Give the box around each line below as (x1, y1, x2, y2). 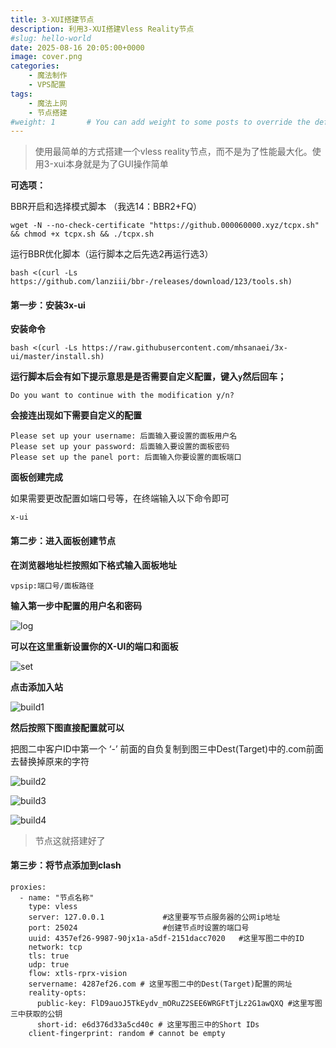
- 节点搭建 (28, 107, 68, 118)
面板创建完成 (10, 471, 63, 483)
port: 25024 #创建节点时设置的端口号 (28, 922, 250, 933)
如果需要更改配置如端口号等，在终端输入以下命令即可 (10, 492, 230, 505)
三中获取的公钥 (10, 1009, 63, 1019)
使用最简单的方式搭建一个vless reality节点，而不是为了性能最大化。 (34, 146, 313, 158)
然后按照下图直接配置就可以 (10, 721, 125, 733)
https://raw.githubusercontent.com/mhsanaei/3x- (81, 343, 288, 353)
